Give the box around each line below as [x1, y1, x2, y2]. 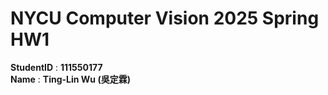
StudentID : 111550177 [10, 61, 103, 73]
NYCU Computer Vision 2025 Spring [10, 7, 320, 30]
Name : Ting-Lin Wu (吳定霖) [10, 73, 131, 85]
